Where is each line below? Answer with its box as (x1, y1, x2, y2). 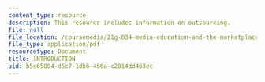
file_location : (8, 33, 58, 41)
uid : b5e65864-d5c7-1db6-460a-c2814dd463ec (8, 62, 154, 70)
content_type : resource (8, 11, 87, 20)
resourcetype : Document (8, 48, 87, 55)
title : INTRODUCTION (8, 55, 77, 63)
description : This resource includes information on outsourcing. (8, 19, 231, 27)
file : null (8, 26, 44, 34)
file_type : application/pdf (8, 41, 101, 48)
